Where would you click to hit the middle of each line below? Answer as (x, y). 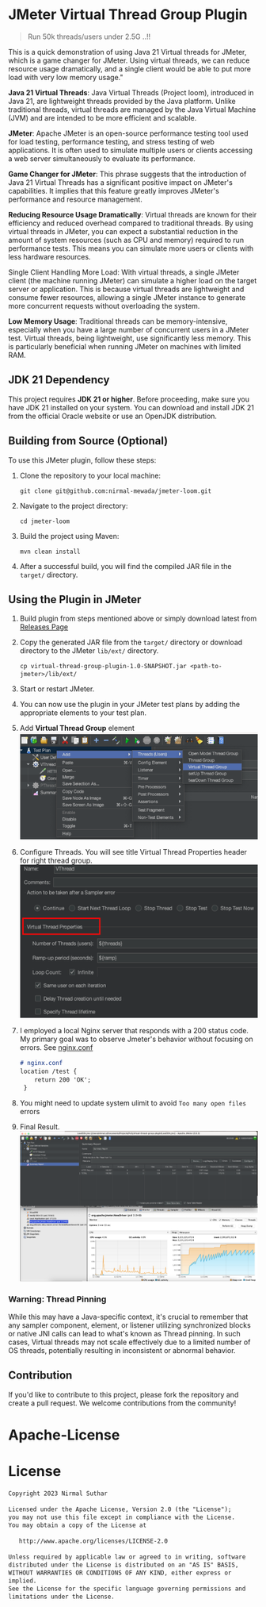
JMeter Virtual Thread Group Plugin (128, 15)
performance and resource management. (75, 199)
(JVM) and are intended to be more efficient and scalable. (103, 117)
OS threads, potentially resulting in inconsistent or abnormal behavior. (122, 1350)
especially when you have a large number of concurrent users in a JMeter (129, 329)
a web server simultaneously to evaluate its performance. (102, 158)
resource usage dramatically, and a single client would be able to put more (130, 68)
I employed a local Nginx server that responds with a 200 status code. (134, 1030)
